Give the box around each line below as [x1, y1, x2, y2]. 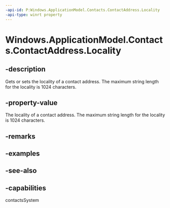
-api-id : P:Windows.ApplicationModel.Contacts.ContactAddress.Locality [5, 7, 160, 13]
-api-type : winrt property [5, 12, 62, 17]
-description [5, 65, 46, 74]
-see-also [5, 166, 37, 175]
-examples [5, 149, 40, 158]
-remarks [5, 132, 36, 141]
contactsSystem [5, 197, 40, 203]
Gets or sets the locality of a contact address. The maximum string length [5, 78, 159, 84]
